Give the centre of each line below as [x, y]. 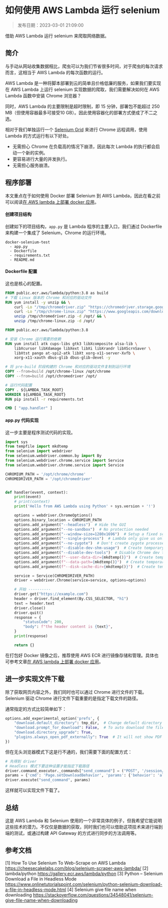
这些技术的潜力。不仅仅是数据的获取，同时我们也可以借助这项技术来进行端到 [84, 827]
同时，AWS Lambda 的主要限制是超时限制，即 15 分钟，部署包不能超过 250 [82, 106]
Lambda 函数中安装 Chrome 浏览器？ [43, 95]
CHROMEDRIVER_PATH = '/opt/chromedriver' [49, 479]
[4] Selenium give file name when [102, 889]
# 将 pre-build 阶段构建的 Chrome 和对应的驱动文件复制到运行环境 [68, 367]
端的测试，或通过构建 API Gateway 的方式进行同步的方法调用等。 [72, 833]
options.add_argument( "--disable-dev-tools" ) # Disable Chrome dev [87, 553]
